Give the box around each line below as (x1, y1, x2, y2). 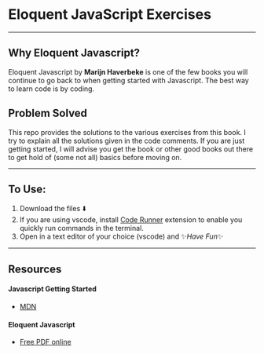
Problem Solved (8, 107, 88, 120)
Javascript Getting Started (8, 284, 97, 294)
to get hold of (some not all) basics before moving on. (8, 152, 182, 162)
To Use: (8, 182, 46, 195)
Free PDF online (19, 338, 72, 347)
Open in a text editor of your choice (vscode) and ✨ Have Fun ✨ (19, 232, 224, 241)
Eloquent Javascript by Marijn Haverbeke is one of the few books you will (8, 67, 248, 76)
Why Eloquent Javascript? (8, 46, 140, 60)
